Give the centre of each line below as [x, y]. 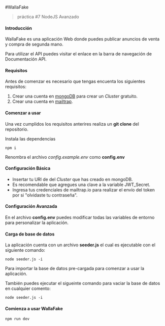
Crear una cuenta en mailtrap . [42, 101]
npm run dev [17, 319]
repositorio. [17, 129]
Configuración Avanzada [31, 206]
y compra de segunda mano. [34, 45]
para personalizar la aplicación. [37, 223]
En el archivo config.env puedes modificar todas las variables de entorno [80, 218]
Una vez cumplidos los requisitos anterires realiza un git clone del [72, 124]
